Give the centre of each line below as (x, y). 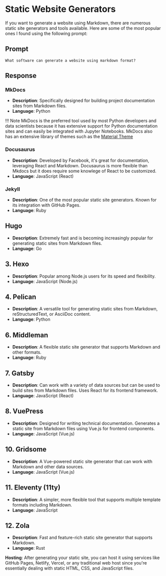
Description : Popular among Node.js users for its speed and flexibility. (84, 276)
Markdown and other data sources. (48, 467)
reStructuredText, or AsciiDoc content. (52, 314)
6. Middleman (27, 335)
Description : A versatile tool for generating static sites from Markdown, (85, 309)
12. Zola (17, 526)
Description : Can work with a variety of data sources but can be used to (86, 385)
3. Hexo (17, 264)
